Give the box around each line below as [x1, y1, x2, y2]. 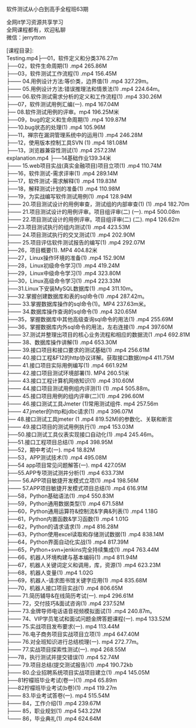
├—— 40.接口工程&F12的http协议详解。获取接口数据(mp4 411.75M [6, 354, 174, 361]
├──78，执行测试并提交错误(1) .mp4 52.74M [6, 654, 120, 660]
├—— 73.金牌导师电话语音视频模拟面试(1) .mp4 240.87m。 [6, 608, 155, 614]
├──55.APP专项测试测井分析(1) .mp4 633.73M [6, 469, 124, 476]
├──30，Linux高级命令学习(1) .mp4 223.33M [6, 277, 121, 284]
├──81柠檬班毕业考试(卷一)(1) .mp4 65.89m [6, 676, 117, 684]
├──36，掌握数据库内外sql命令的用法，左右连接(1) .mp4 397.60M [6, 323, 173, 331]
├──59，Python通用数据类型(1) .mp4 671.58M [6, 500, 124, 507]
